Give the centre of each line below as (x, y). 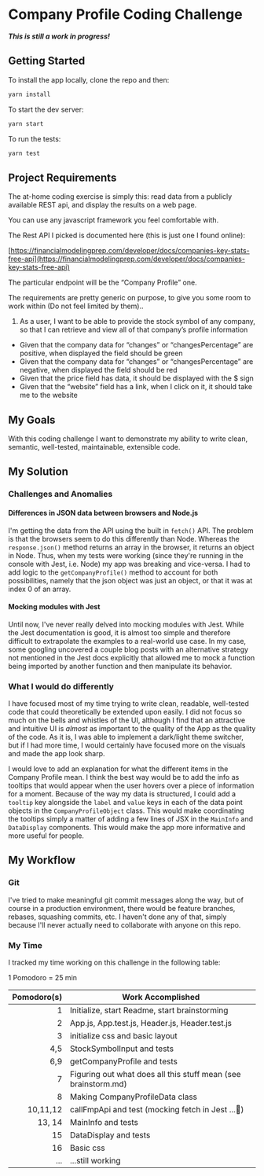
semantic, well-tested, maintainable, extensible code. (94, 447)
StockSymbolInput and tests (122, 1049)
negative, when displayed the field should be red (98, 370)
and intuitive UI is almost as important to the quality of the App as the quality (132, 729)
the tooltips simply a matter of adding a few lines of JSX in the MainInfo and (131, 819)
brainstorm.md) (98, 1084)
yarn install (29, 94)
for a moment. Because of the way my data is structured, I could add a (122, 794)
